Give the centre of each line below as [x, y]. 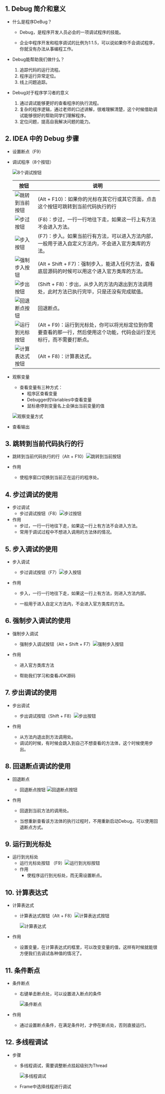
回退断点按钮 [32, 789]
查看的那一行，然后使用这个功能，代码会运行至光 [99, 332]
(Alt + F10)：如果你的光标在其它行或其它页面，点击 [97, 199]
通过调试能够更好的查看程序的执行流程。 [60, 103]
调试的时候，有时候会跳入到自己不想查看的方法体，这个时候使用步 [86, 743]
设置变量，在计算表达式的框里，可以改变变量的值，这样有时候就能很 [88, 947]
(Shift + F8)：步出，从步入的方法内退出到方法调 [93, 284]
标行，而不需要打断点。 [65, 339]
